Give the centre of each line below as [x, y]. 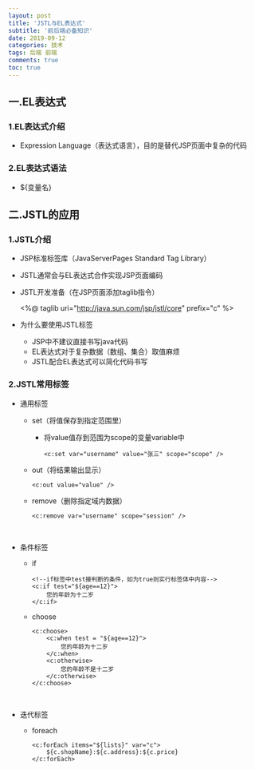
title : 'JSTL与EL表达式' [47, 23]
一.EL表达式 [37, 102]
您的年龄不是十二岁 [87, 669]
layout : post [30, 16]
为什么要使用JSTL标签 [56, 325]
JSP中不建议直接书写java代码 [80, 342]
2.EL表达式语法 [37, 169]
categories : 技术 [36, 46]
